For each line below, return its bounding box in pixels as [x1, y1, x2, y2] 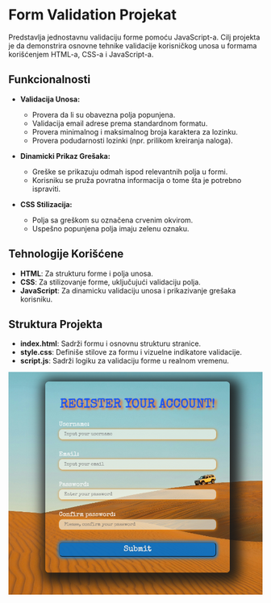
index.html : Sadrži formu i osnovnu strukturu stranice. [19, 339, 202, 348]
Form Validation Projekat [8, 6, 177, 24]
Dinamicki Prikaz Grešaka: [19, 151, 110, 160]
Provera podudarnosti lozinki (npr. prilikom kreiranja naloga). [31, 135, 234, 145]
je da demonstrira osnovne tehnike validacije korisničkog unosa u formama [8, 40, 257, 50]
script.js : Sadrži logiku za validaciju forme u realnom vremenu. [19, 356, 230, 366]
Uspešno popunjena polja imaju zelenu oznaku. [31, 223, 190, 233]
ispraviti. [31, 184, 61, 193]
